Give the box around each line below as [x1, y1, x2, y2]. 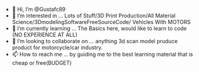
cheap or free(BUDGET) [11, 59, 72, 66]
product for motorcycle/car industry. [11, 44, 103, 51]
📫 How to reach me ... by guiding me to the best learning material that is [11, 51, 194, 58]
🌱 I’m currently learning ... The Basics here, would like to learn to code [11, 25, 187, 32]
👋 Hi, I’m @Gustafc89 [11, 6, 66, 13]
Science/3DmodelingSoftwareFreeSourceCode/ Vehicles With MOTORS [11, 19, 191, 25]
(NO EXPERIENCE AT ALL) [11, 31, 77, 38]
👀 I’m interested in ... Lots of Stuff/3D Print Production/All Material [11, 12, 176, 19]
